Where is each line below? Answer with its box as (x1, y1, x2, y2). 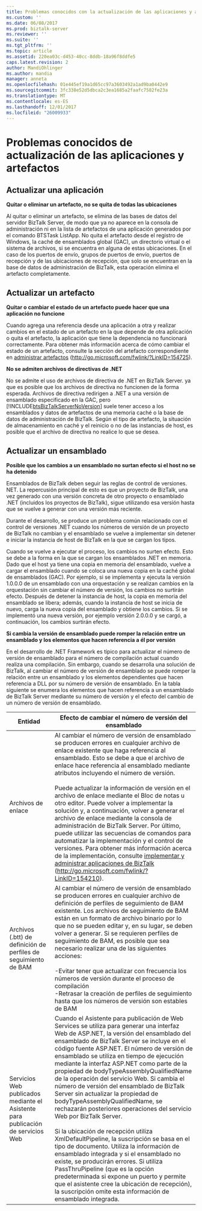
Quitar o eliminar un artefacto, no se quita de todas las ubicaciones (6, 201, 177, 208)
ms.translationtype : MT (6, 93, 66, 99)
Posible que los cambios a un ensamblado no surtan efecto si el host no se (6, 462, 196, 469)
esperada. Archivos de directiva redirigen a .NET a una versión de (6, 390, 170, 397)
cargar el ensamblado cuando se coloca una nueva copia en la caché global (6, 567, 195, 574)
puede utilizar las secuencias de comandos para (54, 829, 191, 837)
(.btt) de (9, 933, 32, 941)
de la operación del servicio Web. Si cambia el (54, 1074, 185, 1083)
